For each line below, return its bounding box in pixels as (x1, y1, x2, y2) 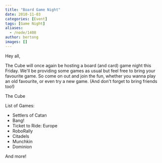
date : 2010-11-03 (5, 12, 41, 17)
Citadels (12, 133, 30, 139)
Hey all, (5, 53, 21, 59)
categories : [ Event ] (5, 16, 48, 21)
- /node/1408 (9, 30, 37, 35)
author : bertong (5, 35, 39, 40)
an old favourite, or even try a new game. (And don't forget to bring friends (5, 78, 158, 84)
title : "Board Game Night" (5, 7, 61, 12)
